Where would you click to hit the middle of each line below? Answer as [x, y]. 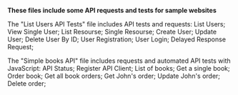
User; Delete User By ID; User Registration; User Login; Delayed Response [117, 39]
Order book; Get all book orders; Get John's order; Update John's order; [114, 76]
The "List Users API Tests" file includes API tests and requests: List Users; [116, 24]
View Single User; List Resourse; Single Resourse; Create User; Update [112, 32]
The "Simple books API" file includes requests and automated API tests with [119, 61]
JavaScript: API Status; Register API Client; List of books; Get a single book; [119, 68]
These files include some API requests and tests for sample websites [112, 10]
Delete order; [27, 84]
